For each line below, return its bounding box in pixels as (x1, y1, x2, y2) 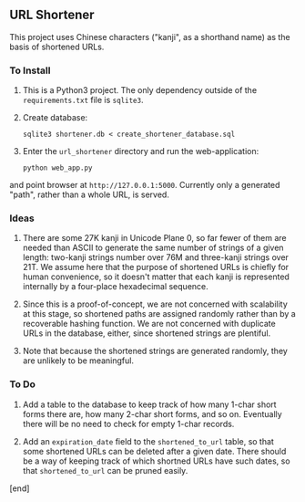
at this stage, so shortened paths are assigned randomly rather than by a (22, 309, 296, 319)
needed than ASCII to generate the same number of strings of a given (22, 242, 284, 254)
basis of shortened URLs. (9, 41, 105, 52)
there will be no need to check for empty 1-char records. (22, 418, 235, 429)
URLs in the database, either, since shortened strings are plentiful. (22, 328, 271, 339)
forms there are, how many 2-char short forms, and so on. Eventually (22, 408, 282, 419)
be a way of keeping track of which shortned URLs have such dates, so (22, 455, 290, 466)
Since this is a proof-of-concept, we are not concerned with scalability (22, 298, 289, 309)
